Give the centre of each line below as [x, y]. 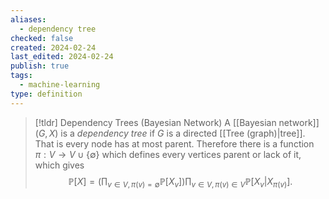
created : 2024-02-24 [53, 47]
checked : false [42, 38]
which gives [59, 165]
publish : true [40, 66]
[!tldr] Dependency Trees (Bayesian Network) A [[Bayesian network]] [177, 122]
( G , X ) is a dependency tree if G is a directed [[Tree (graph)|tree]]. [170, 133]
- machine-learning [60, 85]
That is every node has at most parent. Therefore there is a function [174, 143]
